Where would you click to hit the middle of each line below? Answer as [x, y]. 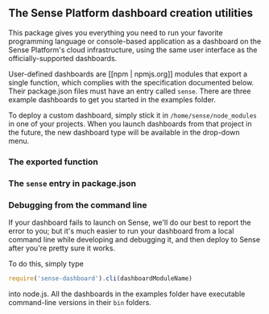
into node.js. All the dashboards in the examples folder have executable [127, 294]
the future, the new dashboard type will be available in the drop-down [124, 132]
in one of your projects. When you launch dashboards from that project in [130, 123]
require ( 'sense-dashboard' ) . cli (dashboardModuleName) [101, 278]
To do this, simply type [46, 263]
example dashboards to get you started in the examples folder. [112, 99]
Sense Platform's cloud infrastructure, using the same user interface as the [133, 50]
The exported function [53, 162]
